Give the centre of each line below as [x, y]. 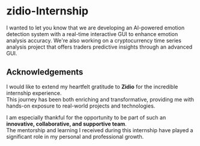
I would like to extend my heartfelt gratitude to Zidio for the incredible [92, 87]
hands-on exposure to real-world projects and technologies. [81, 106]
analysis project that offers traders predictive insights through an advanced [99, 47]
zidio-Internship [47, 11]
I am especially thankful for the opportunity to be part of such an [86, 117]
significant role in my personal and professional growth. [75, 136]
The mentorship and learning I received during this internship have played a [100, 130]
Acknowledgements [45, 72]
